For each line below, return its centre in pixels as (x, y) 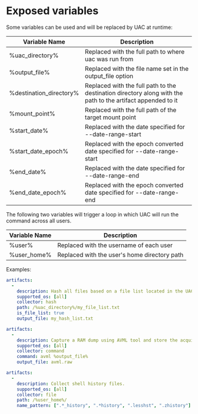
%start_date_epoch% (39, 151)
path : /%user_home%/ (42, 400)
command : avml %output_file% (52, 357)
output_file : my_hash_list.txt (55, 319)
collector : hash (37, 302)
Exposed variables (52, 11)
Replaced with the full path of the (131, 110)
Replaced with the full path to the (131, 86)
